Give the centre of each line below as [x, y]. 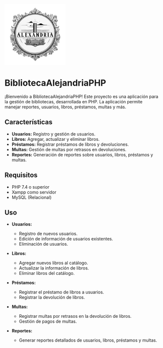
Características [29, 122]
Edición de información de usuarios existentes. [66, 239]
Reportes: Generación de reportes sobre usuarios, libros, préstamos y [82, 155]
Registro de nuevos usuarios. [48, 234]
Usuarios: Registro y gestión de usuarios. [53, 134]
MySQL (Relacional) [31, 197]
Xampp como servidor [34, 192]
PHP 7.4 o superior [31, 187]
